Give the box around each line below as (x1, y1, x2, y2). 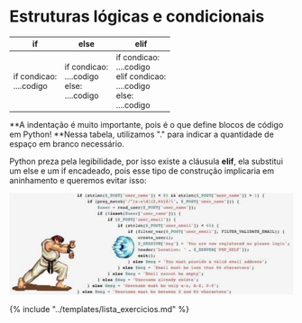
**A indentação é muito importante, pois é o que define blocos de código (9, 120, 284, 130)
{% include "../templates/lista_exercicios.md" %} (9, 304, 189, 315)
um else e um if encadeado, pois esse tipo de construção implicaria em (9, 166, 275, 176)
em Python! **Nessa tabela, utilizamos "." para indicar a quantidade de (9, 129, 275, 140)
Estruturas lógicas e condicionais (9, 6, 265, 27)
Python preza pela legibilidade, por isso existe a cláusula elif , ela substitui (9, 156, 284, 167)
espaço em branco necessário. (9, 139, 124, 149)
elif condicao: (115, 70, 167, 82)
